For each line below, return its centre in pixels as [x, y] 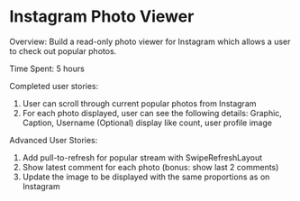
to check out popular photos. [63, 50]
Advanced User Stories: [54, 140]
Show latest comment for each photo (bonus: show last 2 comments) [150, 167]
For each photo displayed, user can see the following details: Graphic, [152, 113]
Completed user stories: [54, 86]
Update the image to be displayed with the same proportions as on [146, 177]
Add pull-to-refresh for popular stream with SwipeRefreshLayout [142, 157]
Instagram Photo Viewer [102, 17]
